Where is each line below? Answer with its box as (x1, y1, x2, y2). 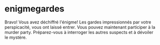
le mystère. (4, 34, 27, 40)
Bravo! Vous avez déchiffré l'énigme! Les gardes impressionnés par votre (4, 19, 151, 25)
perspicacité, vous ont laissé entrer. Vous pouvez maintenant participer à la (4, 24, 156, 30)
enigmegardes (4, 3, 65, 14)
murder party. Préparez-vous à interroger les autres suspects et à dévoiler (4, 29, 154, 35)
